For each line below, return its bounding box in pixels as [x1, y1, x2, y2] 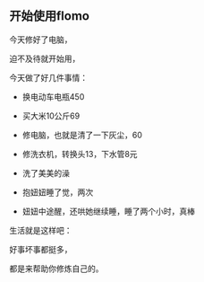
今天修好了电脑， [9, 34, 72, 45]
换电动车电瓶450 [21, 91, 85, 101]
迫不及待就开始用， [9, 53, 81, 64]
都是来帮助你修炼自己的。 [9, 263, 104, 274]
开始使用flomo [9, 8, 89, 24]
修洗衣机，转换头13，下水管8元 [21, 148, 138, 159]
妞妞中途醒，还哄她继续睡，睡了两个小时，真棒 [21, 206, 195, 216]
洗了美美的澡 [21, 167, 70, 178]
